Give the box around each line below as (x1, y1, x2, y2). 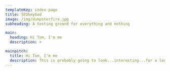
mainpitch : (5, 48, 28, 53)
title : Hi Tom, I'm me (10, 53, 58, 58)
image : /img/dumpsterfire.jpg (5, 16, 69, 21)
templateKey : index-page (5, 7, 58, 12)
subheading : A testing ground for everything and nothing (5, 21, 130, 26)
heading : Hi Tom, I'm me (10, 35, 62, 40)
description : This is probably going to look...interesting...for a (10, 58, 157, 63)
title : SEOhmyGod (5, 12, 42, 17)
